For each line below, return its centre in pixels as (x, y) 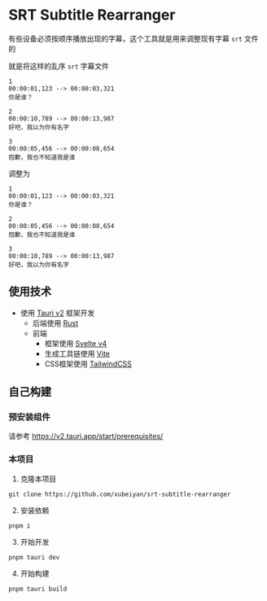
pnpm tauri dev (34, 557)
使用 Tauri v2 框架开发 (57, 313)
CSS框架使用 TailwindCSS (88, 363)
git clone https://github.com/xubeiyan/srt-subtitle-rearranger (120, 494)
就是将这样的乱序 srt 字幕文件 (59, 66)
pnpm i (20, 526)
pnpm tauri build (38, 589)
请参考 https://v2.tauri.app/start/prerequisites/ (86, 436)
